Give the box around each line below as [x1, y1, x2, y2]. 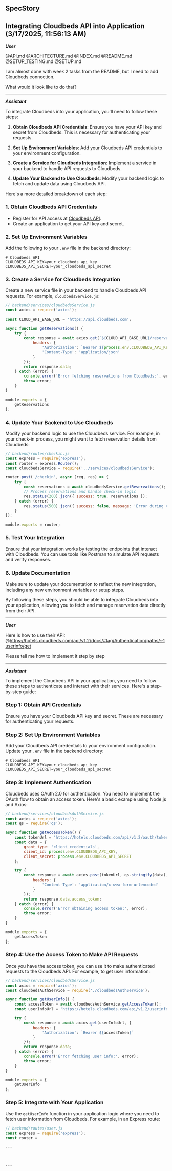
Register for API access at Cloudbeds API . [12, 215, 101, 221]
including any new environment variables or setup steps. [5, 587, 125, 593]
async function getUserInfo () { [5, 997, 74, 1002]
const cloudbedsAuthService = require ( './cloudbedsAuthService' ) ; [5, 988, 150, 993]
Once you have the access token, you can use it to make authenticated [5, 963, 155, 969]
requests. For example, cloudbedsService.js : [5, 293, 100, 299]
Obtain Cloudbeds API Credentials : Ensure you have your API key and [12, 124, 162, 130]
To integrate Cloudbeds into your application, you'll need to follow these [5, 109, 157, 115]
